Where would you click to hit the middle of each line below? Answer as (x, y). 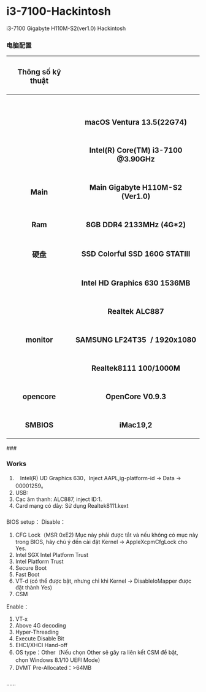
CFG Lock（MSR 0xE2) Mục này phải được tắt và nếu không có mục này (107, 535)
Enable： (18, 607)
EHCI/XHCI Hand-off (41, 645)
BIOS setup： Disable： (36, 522)
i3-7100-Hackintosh (59, 11)
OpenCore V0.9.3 (136, 397)
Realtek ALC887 (135, 312)
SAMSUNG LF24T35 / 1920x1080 (136, 340)
